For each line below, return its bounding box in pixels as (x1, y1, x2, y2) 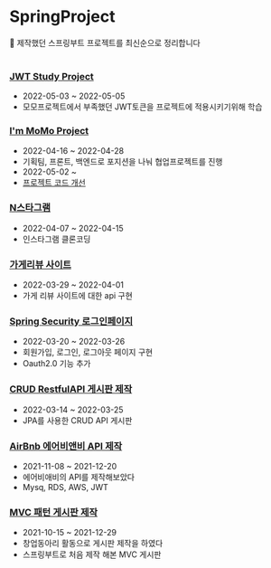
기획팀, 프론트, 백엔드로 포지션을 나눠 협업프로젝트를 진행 (22, 156, 223, 166)
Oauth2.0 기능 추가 (22, 358, 91, 369)
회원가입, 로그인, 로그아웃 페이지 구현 (22, 346, 154, 358)
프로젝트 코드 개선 (22, 176, 86, 187)
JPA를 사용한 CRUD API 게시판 (22, 414, 133, 426)
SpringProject (9, 6, 116, 27)
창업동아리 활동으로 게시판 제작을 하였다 (22, 538, 164, 549)
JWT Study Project (9, 70, 95, 82)
